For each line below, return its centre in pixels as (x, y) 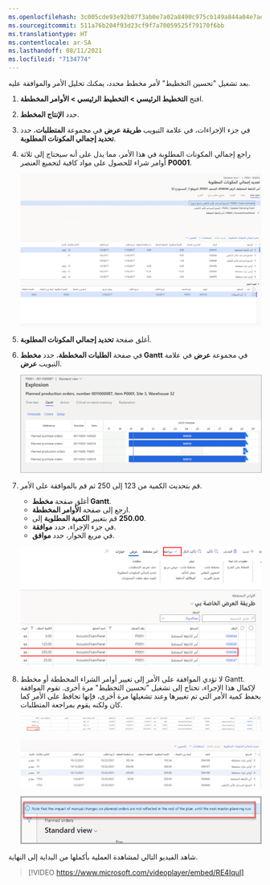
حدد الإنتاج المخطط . (49, 114)
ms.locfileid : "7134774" (50, 59)
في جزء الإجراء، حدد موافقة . (74, 526)
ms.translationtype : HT (48, 34)
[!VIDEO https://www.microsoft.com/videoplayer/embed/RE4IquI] (136, 872)
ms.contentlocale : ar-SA (50, 43)
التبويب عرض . (41, 364)
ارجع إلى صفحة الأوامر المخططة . (81, 510)
